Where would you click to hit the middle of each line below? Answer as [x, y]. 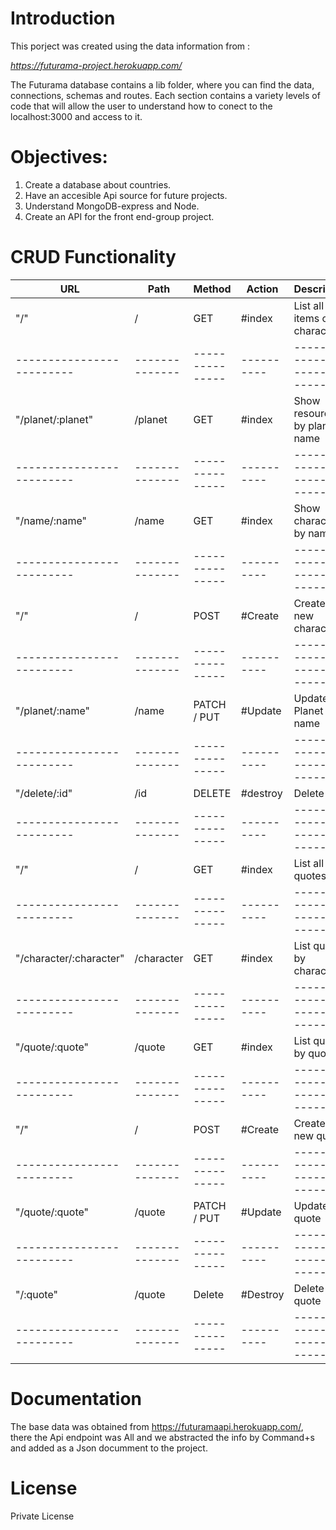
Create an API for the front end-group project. [119, 216]
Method [212, 289]
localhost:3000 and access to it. [76, 116]
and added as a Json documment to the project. [109, 1448]
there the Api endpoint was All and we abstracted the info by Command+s [162, 1437]
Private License [42, 1516]
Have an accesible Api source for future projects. [126, 195]
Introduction [63, 18]
